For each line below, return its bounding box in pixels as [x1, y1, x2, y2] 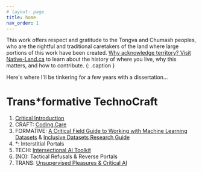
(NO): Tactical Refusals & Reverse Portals [14, 153, 118, 160]
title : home [6, 14, 36, 20]
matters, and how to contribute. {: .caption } [6, 62, 115, 69]
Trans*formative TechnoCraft [6, 94, 158, 108]
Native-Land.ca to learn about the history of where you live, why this [6, 55, 177, 63]
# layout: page [6, 8, 45, 15]
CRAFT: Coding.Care [14, 121, 67, 128]
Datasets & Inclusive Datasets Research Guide [14, 134, 130, 141]
